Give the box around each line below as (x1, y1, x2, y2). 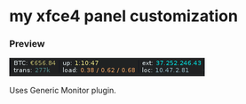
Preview (9, 38, 45, 50)
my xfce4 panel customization (9, 6, 238, 26)
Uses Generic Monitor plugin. (9, 85, 117, 96)
